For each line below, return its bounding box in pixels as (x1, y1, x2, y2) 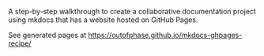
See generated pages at (8, 31, 87, 39)
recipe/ (8, 39, 32, 48)
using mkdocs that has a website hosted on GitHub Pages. (8, 15, 198, 24)
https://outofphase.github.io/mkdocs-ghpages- (88, 31, 243, 39)
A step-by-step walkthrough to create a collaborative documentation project (8, 7, 257, 16)
